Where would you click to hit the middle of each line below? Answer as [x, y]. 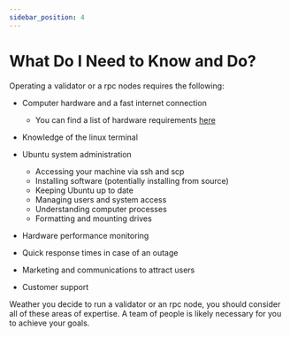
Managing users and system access [101, 199]
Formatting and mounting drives [93, 218]
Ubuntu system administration [77, 154]
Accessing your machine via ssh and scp [110, 171]
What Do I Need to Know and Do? [133, 61]
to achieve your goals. [50, 323]
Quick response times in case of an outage [100, 252]
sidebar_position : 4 [47, 17]
